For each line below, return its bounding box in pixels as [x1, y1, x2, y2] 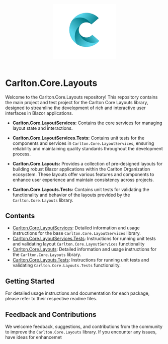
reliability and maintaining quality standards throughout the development [12, 145, 163, 151]
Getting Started [5, 277, 55, 285]
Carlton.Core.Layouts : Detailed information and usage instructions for [12, 246, 157, 252]
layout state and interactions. [12, 125, 73, 131]
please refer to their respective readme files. [5, 296, 98, 302]
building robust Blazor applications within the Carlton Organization [12, 166, 150, 172]
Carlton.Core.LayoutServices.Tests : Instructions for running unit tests [12, 235, 156, 242]
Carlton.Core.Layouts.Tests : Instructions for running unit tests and [12, 257, 149, 263]
